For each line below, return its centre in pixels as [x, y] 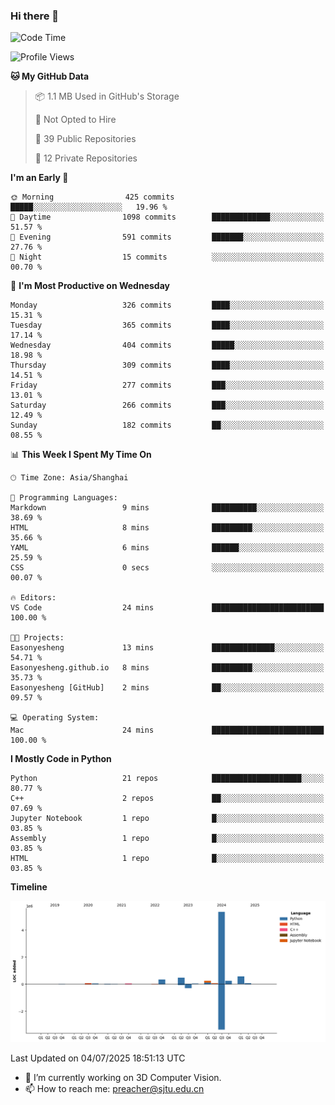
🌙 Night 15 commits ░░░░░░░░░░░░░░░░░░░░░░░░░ [167, 257]
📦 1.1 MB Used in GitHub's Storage [107, 96]
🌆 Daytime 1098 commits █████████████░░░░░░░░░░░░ [167, 217]
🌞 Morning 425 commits [92, 197]
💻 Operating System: [55, 718]
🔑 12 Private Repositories [86, 158]
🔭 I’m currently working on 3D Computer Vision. [123, 1078]
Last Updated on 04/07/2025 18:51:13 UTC [98, 1058]
